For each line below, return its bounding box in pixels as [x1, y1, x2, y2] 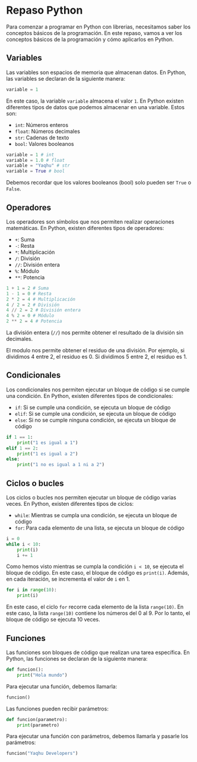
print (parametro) [17, 722, 60, 728]
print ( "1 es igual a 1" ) [17, 439, 78, 445]
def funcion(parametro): [6, 716, 68, 722]
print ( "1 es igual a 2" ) [17, 451, 78, 457]
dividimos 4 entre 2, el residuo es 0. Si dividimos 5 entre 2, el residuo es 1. [6, 353, 188, 361]
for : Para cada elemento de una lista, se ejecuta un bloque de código [14, 524, 185, 531]
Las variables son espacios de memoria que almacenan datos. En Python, [6, 69, 187, 76]
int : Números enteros [14, 121, 69, 128]
